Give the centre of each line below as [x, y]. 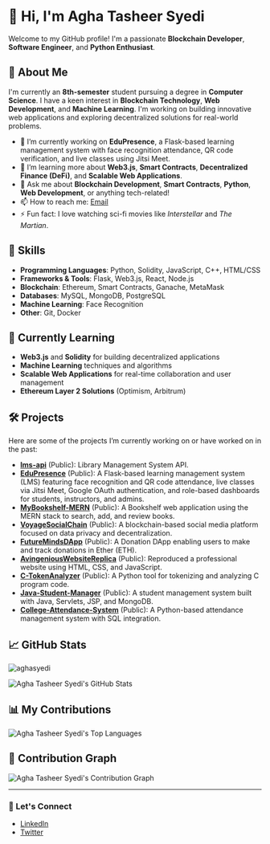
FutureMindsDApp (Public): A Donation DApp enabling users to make [135, 542]
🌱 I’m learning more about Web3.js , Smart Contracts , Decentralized [134, 167]
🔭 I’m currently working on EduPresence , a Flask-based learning [127, 141]
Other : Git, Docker [51, 312]
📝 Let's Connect [40, 806]
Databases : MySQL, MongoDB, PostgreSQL [93, 296]
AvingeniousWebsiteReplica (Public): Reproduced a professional [128, 559]
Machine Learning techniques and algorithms [96, 365]
